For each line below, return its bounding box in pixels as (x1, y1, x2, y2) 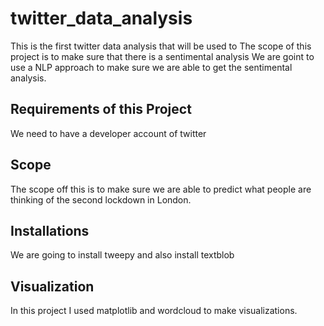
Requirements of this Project (10, 101, 192, 118)
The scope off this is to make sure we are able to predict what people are (10, 183, 312, 195)
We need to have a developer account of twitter (10, 127, 207, 139)
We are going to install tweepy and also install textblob (10, 249, 235, 261)
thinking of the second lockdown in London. (10, 193, 192, 206)
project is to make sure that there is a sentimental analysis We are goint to (10, 50, 315, 62)
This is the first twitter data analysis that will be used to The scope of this (10, 40, 312, 52)
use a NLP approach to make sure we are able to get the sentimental (10, 61, 293, 73)
